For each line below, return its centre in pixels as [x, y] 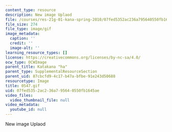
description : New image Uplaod [39, 15]
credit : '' [21, 43]
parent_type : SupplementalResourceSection [51, 72]
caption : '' [23, 39]
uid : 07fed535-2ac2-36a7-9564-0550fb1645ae [52, 90]
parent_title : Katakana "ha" [36, 67]
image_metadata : [23, 34]
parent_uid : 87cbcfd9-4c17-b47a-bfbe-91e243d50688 [60, 76]
